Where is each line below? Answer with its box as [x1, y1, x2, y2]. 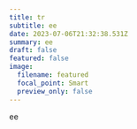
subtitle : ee [9, 21, 57, 30]
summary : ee [9, 37, 53, 47]
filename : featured [17, 71, 89, 80]
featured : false [9, 54, 69, 63]
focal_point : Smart [17, 79, 89, 87]
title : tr [9, 12, 46, 22]
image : [9, 63, 34, 72]
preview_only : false [17, 87, 93, 95]
